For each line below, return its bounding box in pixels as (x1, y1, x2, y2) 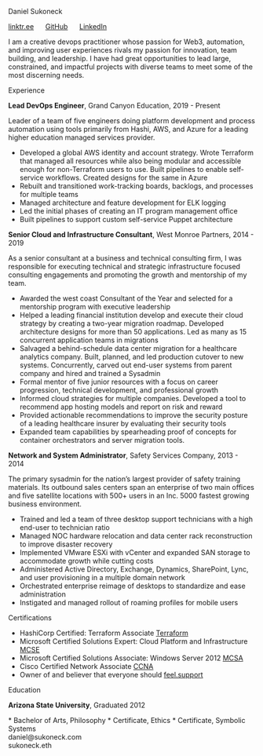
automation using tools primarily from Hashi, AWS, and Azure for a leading (8, 125, 249, 133)
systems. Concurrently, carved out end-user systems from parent (19, 360, 232, 370)
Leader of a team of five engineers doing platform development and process (8, 116, 255, 125)
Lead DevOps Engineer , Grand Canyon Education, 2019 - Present (8, 101, 221, 110)
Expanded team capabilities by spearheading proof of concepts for (19, 427, 237, 436)
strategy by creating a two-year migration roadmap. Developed (19, 319, 225, 328)
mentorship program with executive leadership (19, 302, 171, 311)
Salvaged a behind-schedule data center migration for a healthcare (19, 344, 238, 352)
